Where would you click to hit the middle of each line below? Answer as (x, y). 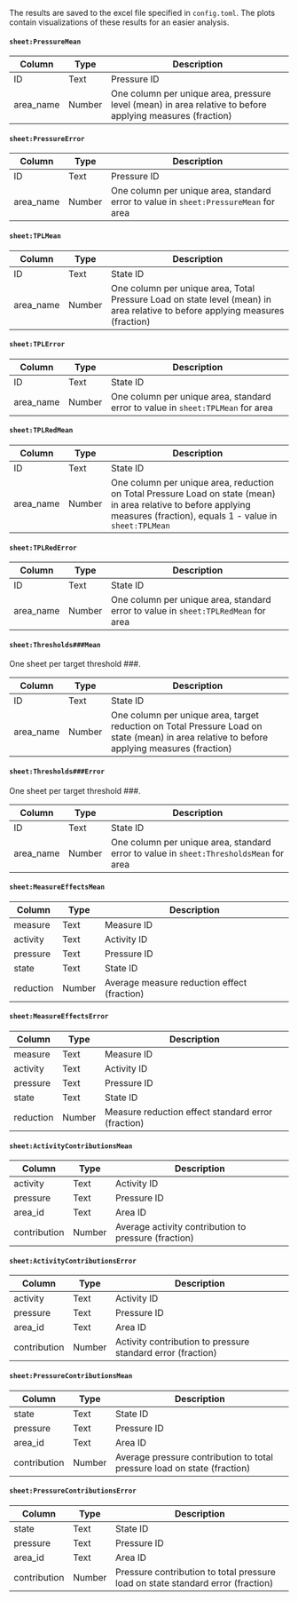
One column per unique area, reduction (192, 483)
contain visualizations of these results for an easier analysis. (119, 22)
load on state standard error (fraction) (194, 1582)
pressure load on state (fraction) (183, 1468)
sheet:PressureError (47, 139)
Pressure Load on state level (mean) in (191, 299)
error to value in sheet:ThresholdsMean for (197, 853)
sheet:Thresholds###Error (57, 772)
